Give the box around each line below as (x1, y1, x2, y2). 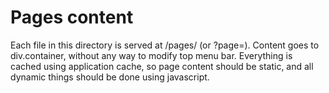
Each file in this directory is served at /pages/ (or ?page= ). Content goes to (10, 39, 320, 51)
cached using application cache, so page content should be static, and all (10, 60, 314, 72)
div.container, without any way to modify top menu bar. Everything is (10, 49, 293, 61)
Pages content (10, 6, 134, 29)
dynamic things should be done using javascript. (10, 71, 210, 83)
